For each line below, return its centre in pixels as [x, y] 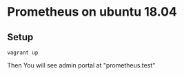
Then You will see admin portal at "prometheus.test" [81, 65]
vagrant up [23, 52]
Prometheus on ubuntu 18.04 [92, 12]
